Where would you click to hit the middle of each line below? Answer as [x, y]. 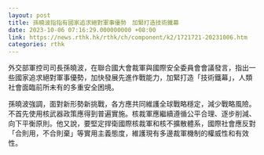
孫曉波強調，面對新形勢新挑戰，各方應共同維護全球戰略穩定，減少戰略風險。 [132, 104]
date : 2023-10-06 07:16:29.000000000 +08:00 [82, 30]
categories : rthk [37, 45]
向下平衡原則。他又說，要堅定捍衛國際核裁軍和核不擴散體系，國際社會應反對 [132, 124]
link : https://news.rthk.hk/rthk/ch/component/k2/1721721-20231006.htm [128, 37]
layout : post [29, 15]
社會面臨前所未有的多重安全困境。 [63, 88]
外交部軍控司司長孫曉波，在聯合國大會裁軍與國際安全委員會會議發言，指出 [128, 68]
